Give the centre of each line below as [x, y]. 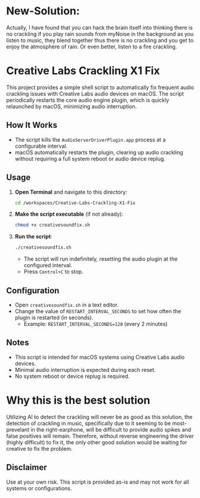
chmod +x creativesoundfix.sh [53, 225]
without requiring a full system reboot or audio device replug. [90, 158]
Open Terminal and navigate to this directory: [71, 192]
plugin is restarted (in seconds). [54, 317]
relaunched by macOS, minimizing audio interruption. [72, 106]
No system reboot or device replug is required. [72, 376]
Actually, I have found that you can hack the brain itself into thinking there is [99, 28]
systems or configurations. [39, 488]
